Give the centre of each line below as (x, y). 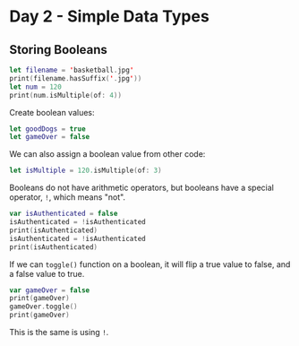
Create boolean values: (52, 112)
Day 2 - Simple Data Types (110, 17)
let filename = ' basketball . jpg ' (72, 70)
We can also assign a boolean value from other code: (107, 154)
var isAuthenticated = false (64, 214)
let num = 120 (36, 87)
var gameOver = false (50, 290)
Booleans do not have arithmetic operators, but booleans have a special (142, 188)
